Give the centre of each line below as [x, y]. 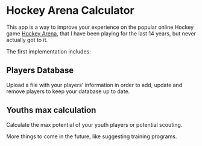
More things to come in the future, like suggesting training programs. [92, 136]
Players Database [40, 71]
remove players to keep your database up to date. [68, 91]
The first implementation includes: [49, 51]
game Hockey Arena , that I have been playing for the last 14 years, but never [101, 33]
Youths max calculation [51, 110]
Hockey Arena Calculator [70, 11]
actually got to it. [27, 40]
